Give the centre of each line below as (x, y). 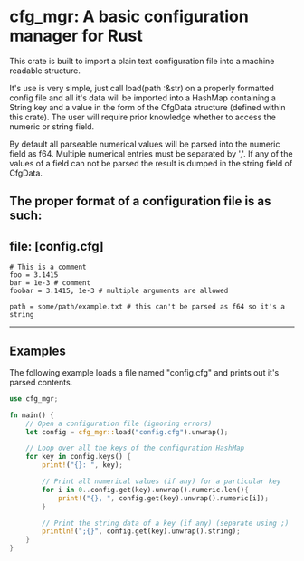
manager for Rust (76, 36)
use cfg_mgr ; (34, 399)
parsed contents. (41, 382)
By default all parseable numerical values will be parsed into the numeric (145, 144)
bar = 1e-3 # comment (50, 283)
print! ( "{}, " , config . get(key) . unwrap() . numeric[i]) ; (163, 498)
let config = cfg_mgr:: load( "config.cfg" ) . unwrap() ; (127, 432)
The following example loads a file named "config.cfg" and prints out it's (144, 372)
